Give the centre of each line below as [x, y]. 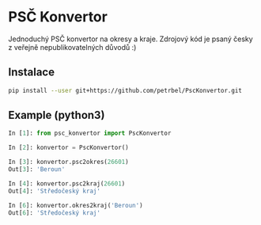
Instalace [32, 72]
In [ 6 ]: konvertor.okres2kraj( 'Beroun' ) [76, 205]
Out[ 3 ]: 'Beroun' [37, 170]
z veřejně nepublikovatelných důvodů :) [72, 47]
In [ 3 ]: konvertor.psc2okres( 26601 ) [68, 162]
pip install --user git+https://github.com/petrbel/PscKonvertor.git [125, 90]
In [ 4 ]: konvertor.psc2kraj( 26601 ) [67, 183]
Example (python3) [57, 115]
